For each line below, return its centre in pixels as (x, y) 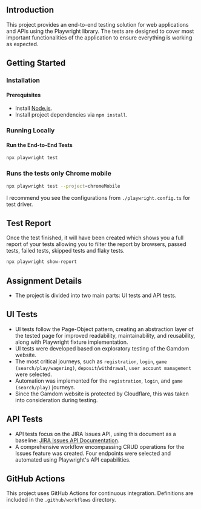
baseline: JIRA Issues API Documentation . (67, 440)
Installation (23, 80)
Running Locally (31, 131)
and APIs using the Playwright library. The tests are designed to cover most (100, 31)
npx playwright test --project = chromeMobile (63, 186)
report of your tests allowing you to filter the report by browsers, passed (96, 244)
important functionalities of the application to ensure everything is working (99, 37)
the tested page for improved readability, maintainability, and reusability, (105, 335)
